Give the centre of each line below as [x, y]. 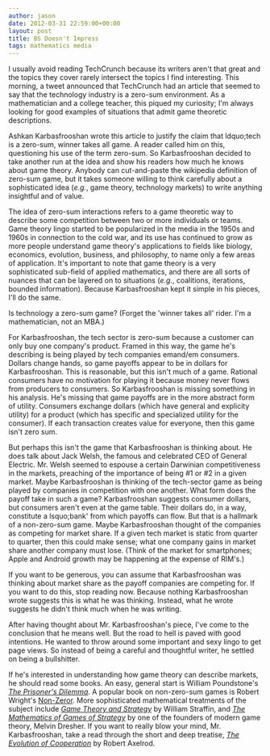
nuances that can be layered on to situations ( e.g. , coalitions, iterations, [127, 280]
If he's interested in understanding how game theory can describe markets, [133, 674]
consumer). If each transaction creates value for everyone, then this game [132, 423]
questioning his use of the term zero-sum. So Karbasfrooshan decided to [130, 153]
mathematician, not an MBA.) [56, 322]
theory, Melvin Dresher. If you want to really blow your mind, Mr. [115, 726]
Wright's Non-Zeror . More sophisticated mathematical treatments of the [128, 700]
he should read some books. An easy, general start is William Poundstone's [133, 683]
